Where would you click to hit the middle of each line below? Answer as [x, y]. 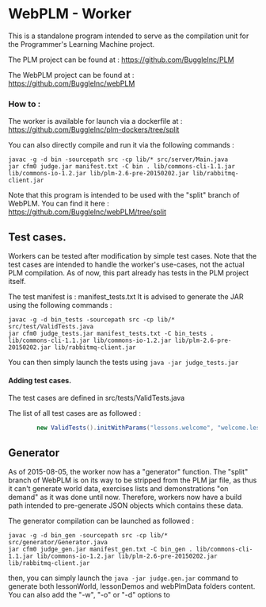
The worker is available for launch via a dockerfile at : [95, 121]
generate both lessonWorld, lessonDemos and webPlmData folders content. [132, 586]
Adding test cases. [40, 380]
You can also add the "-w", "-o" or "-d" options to [89, 594]
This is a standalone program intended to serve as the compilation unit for [129, 36]
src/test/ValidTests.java [51, 327]
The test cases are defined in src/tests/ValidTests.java [97, 398]
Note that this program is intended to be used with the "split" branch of [124, 195]
